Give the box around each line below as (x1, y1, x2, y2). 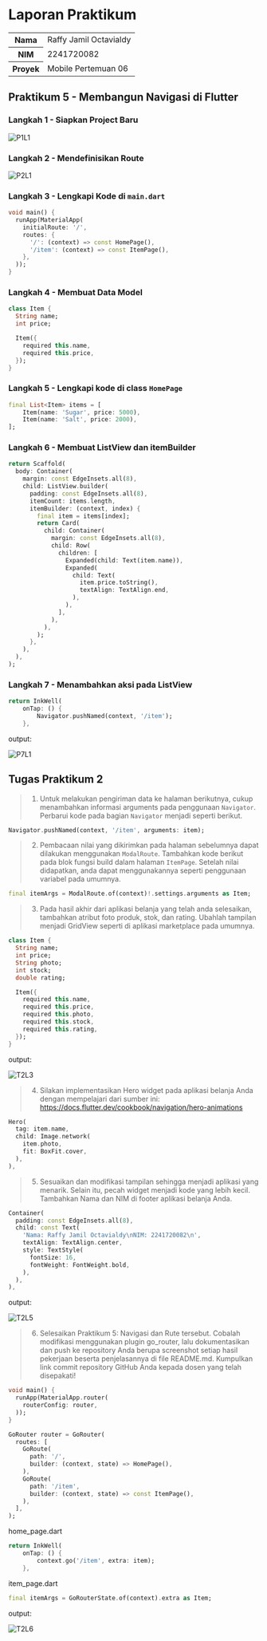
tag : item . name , (15, 1125, 69, 1134)
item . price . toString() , (79, 578, 159, 587)
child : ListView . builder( (22, 483, 109, 491)
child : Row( (50, 542, 91, 550)
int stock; (15, 966, 52, 974)
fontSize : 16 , (29, 1253, 77, 1261)
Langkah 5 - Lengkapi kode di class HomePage (8, 383, 183, 394)
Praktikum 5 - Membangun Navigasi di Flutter (8, 90, 239, 105)
